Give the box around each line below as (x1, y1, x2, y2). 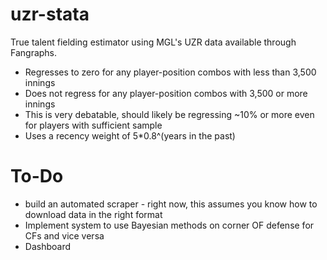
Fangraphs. (10, 46, 58, 58)
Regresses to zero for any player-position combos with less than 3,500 (24, 66, 317, 78)
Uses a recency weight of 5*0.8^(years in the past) (24, 129, 236, 142)
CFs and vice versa (24, 229, 105, 242)
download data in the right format (24, 208, 163, 220)
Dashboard (24, 240, 72, 252)
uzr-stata (10, 3, 90, 26)
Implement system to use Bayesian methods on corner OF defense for (24, 219, 315, 231)
